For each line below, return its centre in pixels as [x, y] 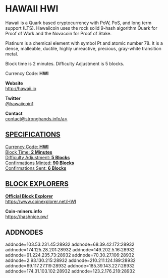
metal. [12, 54]
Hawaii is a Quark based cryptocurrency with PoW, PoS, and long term [78, 23]
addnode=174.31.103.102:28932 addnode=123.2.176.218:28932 [70, 271]
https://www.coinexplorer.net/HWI [41, 201]
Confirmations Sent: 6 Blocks [36, 168]
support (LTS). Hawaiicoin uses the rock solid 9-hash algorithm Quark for [81, 28]
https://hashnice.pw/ [27, 217]
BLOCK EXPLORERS [37, 184]
